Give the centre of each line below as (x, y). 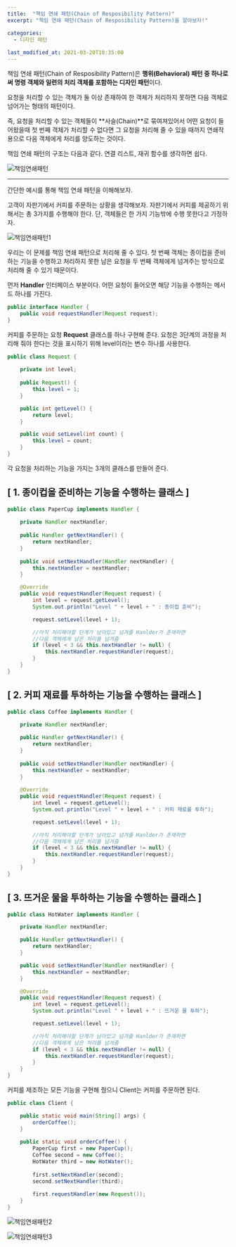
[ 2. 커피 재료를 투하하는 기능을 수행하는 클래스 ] (105, 695)
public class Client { (40, 1104)
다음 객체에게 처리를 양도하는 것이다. (76, 139)
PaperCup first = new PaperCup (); (83, 1149)
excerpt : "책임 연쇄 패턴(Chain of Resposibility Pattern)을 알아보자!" (108, 20)
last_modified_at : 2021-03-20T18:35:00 (66, 53)
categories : (25, 33)
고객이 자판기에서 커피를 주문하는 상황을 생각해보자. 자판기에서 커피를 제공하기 (114, 205)
